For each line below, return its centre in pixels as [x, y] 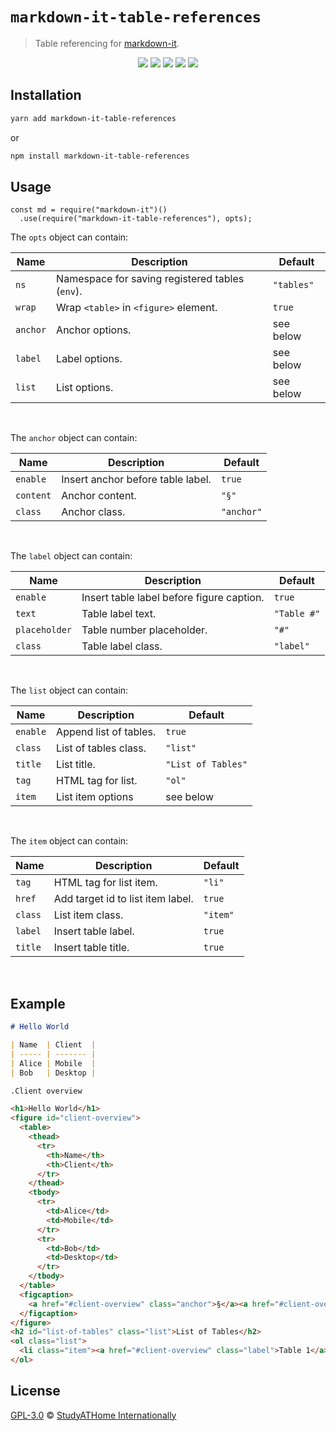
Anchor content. [99, 496]
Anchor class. [93, 512]
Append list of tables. [106, 732]
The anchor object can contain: [74, 438]
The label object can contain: [71, 556]
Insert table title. [91, 948]
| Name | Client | [53, 1045]
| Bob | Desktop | [53, 1073]
